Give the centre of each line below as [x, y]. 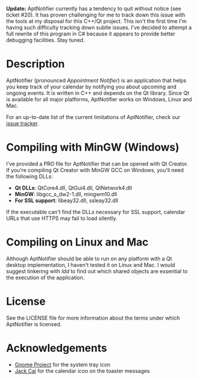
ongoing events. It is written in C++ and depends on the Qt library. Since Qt [98, 93]
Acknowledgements [57, 348]
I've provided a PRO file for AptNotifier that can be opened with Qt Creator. [97, 164]
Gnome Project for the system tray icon [62, 365]
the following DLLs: [30, 176]
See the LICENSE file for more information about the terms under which [93, 318]
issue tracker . [23, 123]
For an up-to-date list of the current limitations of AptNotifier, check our [93, 117]
